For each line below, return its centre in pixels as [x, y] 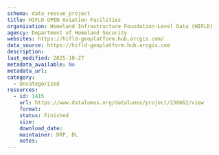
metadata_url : [27, 71]
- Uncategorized [36, 84]
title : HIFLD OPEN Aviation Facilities [64, 20]
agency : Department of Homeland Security [67, 33]
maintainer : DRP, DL [49, 134]
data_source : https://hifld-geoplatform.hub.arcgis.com [89, 45]
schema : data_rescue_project [49, 13]
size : [27, 122]
